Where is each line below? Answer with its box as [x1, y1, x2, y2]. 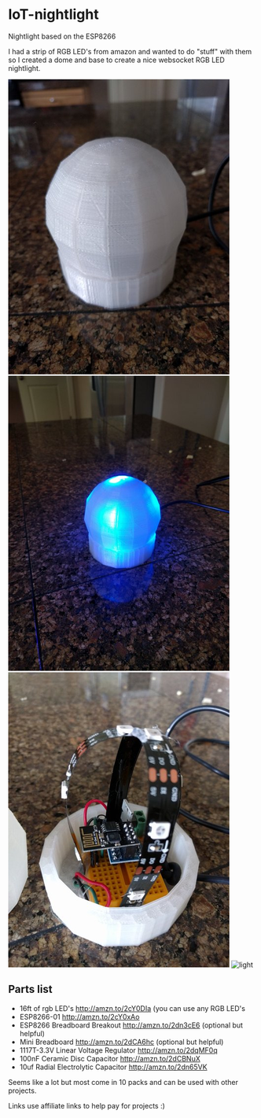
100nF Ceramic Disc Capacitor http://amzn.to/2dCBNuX [19, 1053, 200, 1063]
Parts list [8, 983, 53, 996]
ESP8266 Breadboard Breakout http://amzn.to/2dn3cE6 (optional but [19, 1020, 244, 1030]
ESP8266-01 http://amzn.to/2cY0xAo [19, 1012, 140, 1021]
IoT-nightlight [8, 6, 100, 24]
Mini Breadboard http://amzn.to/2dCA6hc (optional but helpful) [19, 1037, 224, 1046]
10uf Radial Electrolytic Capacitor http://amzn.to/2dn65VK [19, 1062, 208, 1072]
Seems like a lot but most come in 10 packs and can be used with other [8, 1077, 238, 1087]
